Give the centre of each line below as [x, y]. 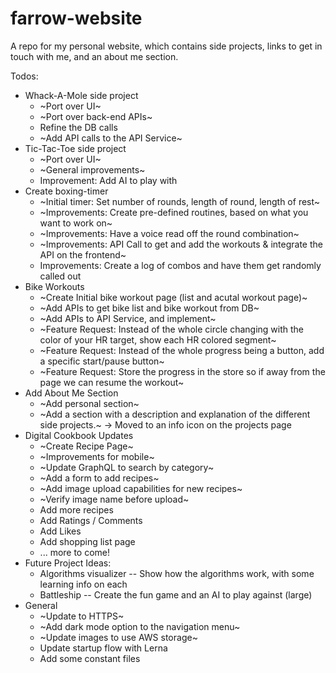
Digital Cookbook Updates [79, 435]
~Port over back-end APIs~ [96, 116]
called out [60, 276]
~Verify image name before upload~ [114, 499]
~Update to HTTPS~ [82, 616]
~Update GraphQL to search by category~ [127, 467]
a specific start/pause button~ [102, 361]
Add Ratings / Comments [91, 520]
